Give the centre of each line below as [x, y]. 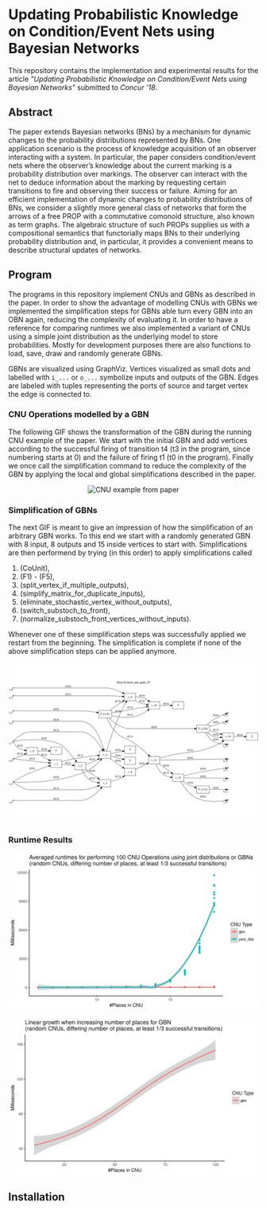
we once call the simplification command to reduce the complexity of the [127, 465]
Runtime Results [40, 839]
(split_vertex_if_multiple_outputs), [74, 585]
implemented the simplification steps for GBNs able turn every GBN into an [130, 311]
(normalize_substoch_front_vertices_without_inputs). [106, 619]
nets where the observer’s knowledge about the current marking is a [120, 165]
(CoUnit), [35, 568]
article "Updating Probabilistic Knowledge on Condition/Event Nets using [128, 79]
